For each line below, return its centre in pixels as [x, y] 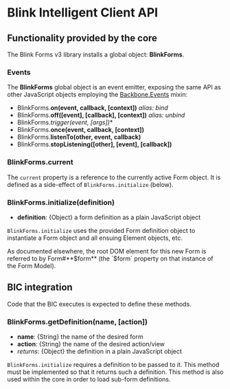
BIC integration [40, 288]
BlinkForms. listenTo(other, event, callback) [79, 137]
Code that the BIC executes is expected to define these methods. [99, 304]
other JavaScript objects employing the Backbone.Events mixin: [97, 95]
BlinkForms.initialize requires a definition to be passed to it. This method [113, 365]
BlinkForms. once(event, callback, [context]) [80, 130]
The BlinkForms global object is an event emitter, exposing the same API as [114, 87]
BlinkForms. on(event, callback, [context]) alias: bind [92, 108]
